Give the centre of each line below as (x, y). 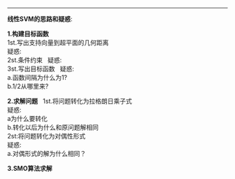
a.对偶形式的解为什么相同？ (47, 153)
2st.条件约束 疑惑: (35, 60)
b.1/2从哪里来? (28, 86)
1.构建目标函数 (28, 34)
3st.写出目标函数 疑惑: (41, 69)
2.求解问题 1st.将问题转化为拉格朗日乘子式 (70, 101)
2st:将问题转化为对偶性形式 (47, 136)
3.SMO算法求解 (30, 168)
